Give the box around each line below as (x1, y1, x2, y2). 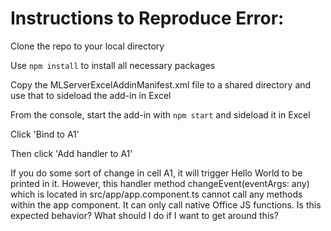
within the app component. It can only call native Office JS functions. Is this (10, 198, 322, 211)
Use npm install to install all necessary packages (10, 59, 216, 71)
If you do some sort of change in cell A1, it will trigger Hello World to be (10, 167, 303, 179)
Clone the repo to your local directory (10, 40, 165, 52)
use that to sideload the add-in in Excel (10, 89, 172, 101)
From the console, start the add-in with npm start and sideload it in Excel (10, 108, 311, 121)
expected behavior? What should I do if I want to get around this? (10, 209, 279, 221)
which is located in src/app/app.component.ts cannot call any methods (10, 188, 303, 200)
